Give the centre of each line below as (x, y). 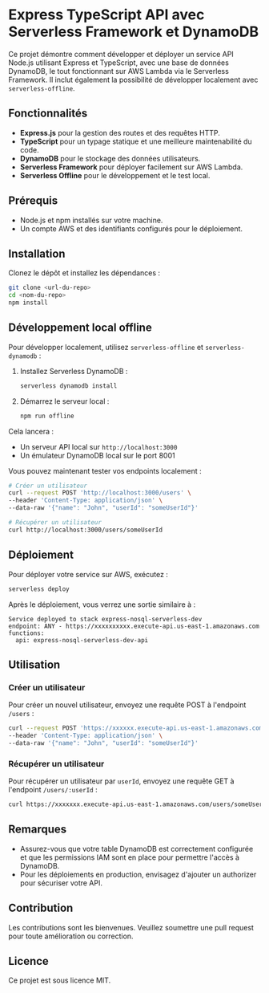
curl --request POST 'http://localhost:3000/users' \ (100, 493)
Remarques (38, 830)
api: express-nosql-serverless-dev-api (82, 640)
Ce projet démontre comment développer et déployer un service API (121, 54)
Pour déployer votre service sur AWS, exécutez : (88, 574)
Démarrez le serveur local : (64, 401)
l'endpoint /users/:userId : (53, 790)
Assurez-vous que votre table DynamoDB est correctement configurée (137, 849)
